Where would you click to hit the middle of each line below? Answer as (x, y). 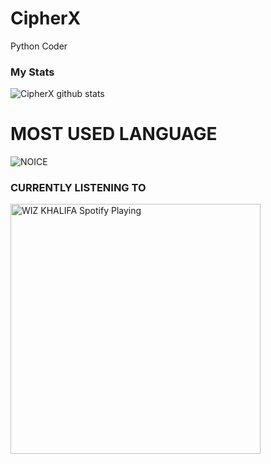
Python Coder (39, 46)
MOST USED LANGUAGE (114, 134)
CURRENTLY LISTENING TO (78, 188)
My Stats (32, 72)
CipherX (46, 18)
